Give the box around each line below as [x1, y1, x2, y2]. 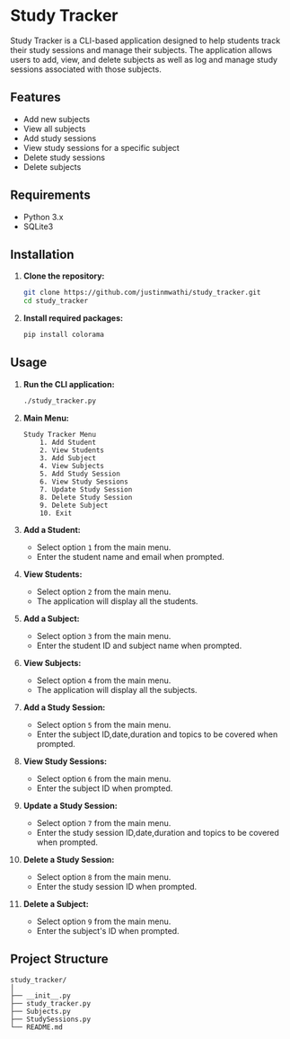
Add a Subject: [22, 613, 80, 624]
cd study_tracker [22, 297, 89, 306]
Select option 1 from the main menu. [36, 541, 171, 553]
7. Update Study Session [40, 484, 133, 494]
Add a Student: [22, 524, 82, 535]
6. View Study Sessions [40, 477, 128, 486]
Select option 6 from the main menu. [36, 773, 171, 784]
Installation [10, 246, 75, 262]
